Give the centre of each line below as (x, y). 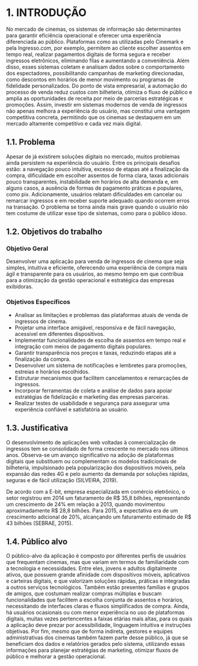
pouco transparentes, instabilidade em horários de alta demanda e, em (92, 181)
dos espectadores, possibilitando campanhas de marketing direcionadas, (95, 73)
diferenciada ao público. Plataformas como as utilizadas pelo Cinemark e (95, 41)
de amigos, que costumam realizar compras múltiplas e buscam (84, 594)
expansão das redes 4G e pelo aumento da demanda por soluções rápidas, (98, 473)
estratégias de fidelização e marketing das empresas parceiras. (92, 396)
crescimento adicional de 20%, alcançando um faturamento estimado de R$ (99, 517)
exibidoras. (20, 287)
